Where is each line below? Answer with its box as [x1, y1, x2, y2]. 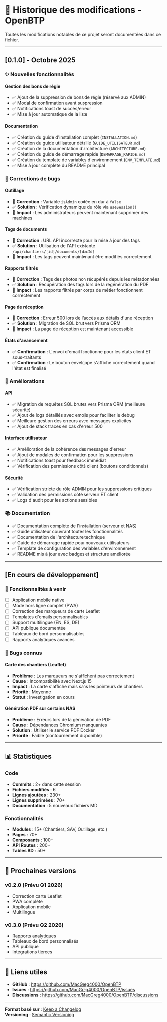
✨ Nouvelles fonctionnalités [5, 71, 74, 78]
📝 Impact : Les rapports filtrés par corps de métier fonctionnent [12, 287, 143, 293]
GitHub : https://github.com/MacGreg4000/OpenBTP [12, 981, 122, 987]
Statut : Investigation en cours [12, 694, 75, 700]
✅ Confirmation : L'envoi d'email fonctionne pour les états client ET [12, 348, 151, 354]
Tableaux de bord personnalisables [12, 631, 84, 637]
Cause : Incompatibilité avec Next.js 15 [12, 678, 92, 684]
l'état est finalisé [12, 365, 46, 371]
